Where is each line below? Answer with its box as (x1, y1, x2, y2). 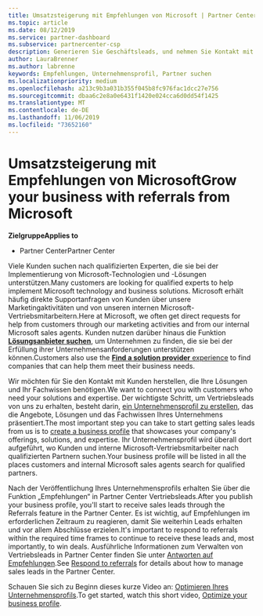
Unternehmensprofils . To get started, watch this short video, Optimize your (8, 590, 248, 600)
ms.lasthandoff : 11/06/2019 (8, 114, 100, 122)
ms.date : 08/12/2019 (8, 26, 76, 34)
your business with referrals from (8, 188, 231, 206)
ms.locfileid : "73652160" (8, 121, 92, 129)
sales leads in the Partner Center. (8, 567, 116, 576)
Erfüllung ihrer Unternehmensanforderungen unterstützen (8, 344, 194, 354)
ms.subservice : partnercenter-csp (8, 41, 121, 49)
